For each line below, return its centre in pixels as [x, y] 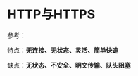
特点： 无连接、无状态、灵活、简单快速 [63, 50]
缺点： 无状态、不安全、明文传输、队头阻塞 [69, 65]
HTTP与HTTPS [51, 14]
